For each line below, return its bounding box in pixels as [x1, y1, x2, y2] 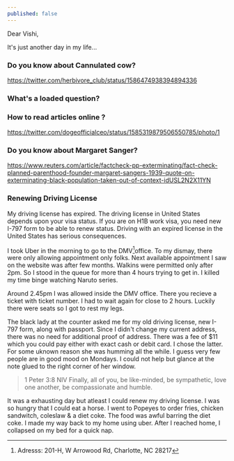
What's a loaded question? [7, 93, 100, 103]
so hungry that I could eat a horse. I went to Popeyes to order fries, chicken [7, 404, 224, 412]
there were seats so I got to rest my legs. [7, 304, 125, 312]
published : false [7, 10, 58, 17]
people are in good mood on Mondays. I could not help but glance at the [7, 355, 214, 363]
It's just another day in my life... [7, 43, 97, 51]
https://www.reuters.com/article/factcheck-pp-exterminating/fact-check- [7, 161, 218, 169]
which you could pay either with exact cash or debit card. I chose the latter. [7, 340, 224, 349]
